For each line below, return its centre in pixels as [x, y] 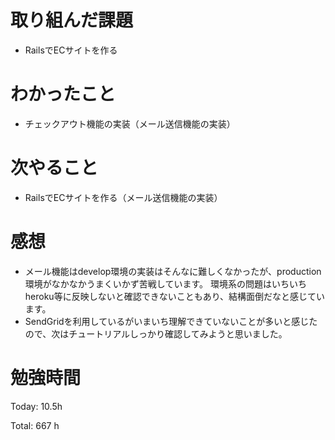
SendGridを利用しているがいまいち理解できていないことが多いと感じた [171, 321]
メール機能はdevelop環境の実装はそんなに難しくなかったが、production [173, 271]
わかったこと [63, 94]
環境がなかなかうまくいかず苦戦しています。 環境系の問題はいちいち [165, 283]
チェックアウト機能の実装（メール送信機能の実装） [130, 123]
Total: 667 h [35, 425]
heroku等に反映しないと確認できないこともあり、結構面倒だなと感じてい [175, 296]
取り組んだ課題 [72, 20]
